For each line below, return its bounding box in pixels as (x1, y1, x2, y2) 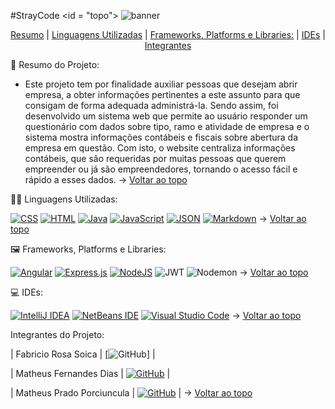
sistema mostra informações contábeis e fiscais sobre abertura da (24, 131, 298, 143)
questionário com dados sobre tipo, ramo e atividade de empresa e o (24, 121, 310, 132)
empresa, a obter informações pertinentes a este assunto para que (24, 89, 301, 100)
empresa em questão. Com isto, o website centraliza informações (24, 142, 296, 154)
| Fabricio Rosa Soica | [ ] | (10, 348, 156, 360)
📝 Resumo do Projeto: (10, 59, 100, 70)
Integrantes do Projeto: (10, 329, 105, 340)
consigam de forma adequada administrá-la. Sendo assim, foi (24, 100, 279, 111)
